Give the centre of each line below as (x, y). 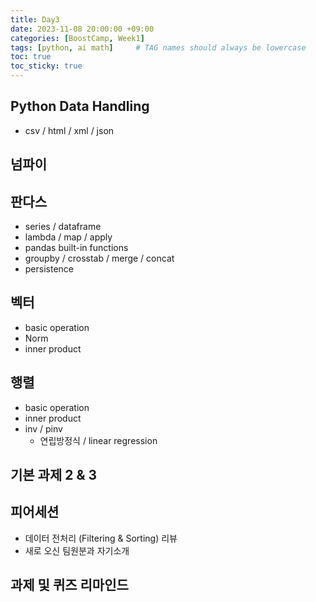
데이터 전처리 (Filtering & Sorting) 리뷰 (101, 538)
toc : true (31, 57)
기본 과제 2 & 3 (54, 475)
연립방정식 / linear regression (98, 440)
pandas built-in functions (76, 248)
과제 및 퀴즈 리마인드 (69, 585)
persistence (49, 269)
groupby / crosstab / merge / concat (99, 258)
